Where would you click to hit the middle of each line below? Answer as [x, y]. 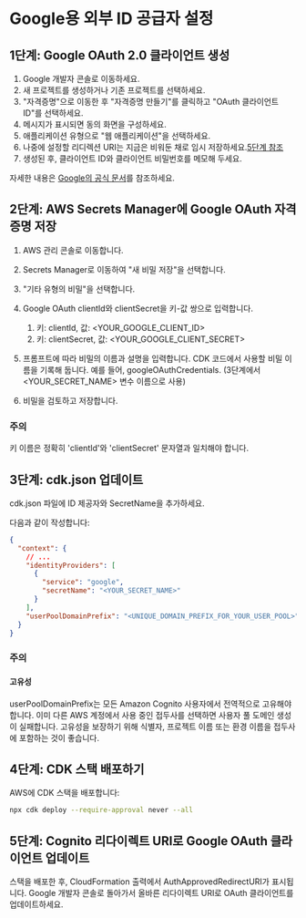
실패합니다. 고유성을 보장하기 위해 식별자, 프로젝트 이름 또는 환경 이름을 [145, 727]
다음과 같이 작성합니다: [50, 522]
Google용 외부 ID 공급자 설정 [112, 19]
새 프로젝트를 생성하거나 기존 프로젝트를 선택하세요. [114, 90]
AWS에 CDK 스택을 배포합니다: [65, 793]
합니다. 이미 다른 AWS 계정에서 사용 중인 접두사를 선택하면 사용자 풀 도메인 [142, 715]
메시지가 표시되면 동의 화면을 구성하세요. [94, 124]
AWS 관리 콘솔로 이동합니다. [73, 250]
